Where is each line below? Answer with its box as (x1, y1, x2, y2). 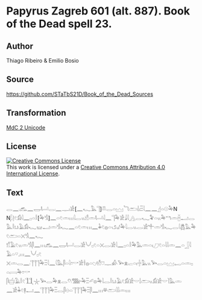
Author (6, 41, 33, 51)
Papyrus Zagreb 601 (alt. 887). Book (6, 4, 190, 18)
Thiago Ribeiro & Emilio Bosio (6, 57, 80, 64)
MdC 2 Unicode (6, 123, 46, 131)
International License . (6, 170, 60, 177)
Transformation (6, 108, 66, 118)
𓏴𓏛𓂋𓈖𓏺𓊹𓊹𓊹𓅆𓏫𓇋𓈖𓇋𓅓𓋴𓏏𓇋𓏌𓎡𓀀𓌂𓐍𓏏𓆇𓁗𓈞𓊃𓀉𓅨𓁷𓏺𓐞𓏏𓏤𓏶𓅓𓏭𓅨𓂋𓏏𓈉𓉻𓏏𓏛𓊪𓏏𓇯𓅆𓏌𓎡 (6, 260, 194, 267)
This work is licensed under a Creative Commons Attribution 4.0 (6, 164, 166, 171)
